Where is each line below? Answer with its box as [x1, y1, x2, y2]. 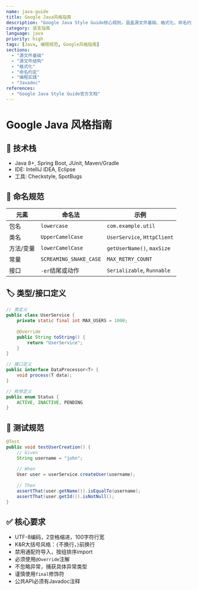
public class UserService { [6, 312, 75, 319]
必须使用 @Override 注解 [14, 556, 70, 563]
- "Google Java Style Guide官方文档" [11, 91, 101, 97]
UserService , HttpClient [107, 232, 174, 241]
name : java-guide [6, 8, 49, 15]
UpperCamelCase [40, 234, 84, 240]
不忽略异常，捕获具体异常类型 [14, 563, 87, 570]
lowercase [40, 222, 68, 229]
